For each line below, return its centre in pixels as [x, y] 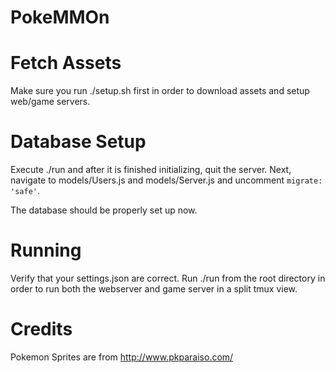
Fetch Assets [66, 63]
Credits [41, 329]
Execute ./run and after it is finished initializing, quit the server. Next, [151, 170]
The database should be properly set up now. [104, 210]
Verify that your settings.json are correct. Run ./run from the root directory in [168, 278]
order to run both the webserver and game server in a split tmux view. [154, 289]
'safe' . [25, 191]
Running [46, 250]
